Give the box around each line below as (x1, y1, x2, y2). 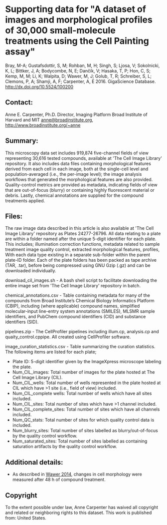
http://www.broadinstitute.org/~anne (5, 122, 81, 128)
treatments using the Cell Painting (5, 35, 150, 47)
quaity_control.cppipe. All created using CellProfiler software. (5, 334, 131, 340)
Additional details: (5, 458, 63, 467)
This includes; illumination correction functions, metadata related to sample (5, 241, 160, 247)
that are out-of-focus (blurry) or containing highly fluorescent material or (5, 187, 155, 193)
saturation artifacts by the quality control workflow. (12, 444, 117, 450)
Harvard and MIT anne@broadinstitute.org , (5, 116, 94, 123)
